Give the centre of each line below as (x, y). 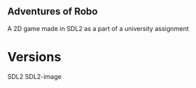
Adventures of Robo (53, 12)
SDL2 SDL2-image (34, 76)
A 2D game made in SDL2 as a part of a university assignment (98, 28)
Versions (34, 57)
